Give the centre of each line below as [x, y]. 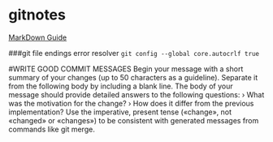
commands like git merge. [52, 129]
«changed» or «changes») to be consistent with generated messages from [134, 120]
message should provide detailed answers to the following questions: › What [136, 94]
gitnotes [37, 15]
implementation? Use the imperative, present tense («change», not [120, 112]
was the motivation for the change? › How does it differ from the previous [131, 103]
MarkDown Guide [38, 37]
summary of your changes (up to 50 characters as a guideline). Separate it [133, 77]
